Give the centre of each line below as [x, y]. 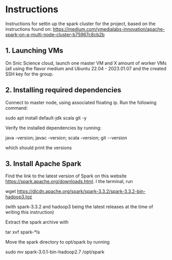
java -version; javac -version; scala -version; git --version [66, 137]
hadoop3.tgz [19, 197]
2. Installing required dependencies [63, 90]
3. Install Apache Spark [43, 163]
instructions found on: [29, 29]
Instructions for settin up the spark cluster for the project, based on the [80, 24]
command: [17, 108]
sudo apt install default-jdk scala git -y [46, 118]
